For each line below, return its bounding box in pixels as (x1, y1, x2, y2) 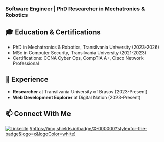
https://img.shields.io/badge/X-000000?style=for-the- (32, 126, 147, 132)
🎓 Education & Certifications (5, 28, 101, 37)
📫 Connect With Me (5, 109, 72, 118)
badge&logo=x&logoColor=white (5, 131, 74, 137)
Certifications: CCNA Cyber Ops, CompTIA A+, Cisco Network (12, 55, 144, 61)
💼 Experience (5, 75, 49, 84)
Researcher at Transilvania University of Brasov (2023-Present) (12, 88, 148, 94)
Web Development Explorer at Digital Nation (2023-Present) (12, 94, 141, 100)
